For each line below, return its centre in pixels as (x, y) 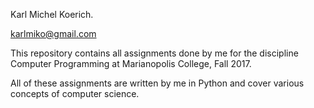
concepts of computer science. (75, 93)
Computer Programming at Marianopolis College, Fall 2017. (131, 63)
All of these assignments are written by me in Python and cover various (157, 83)
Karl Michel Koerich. (52, 14)
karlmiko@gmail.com (53, 33)
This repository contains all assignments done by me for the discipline (154, 53)
